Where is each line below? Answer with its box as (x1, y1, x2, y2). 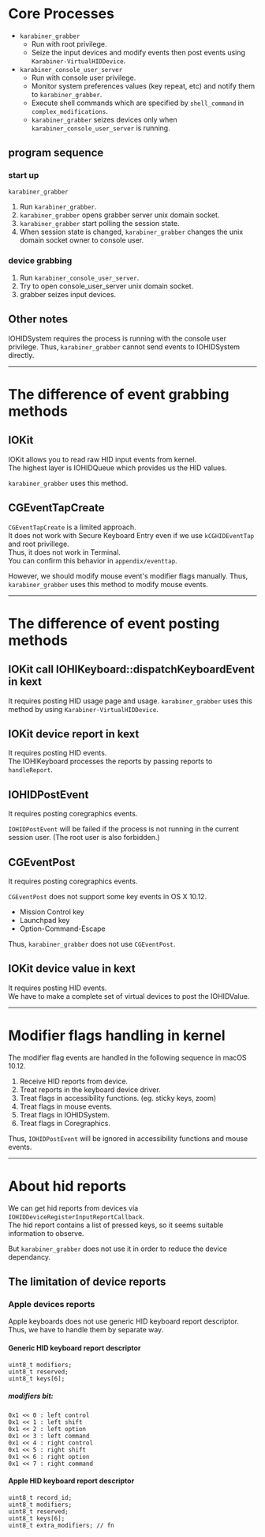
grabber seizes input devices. (19, 289, 117, 299)
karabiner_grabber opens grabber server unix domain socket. (19, 210, 220, 220)
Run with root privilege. (31, 39, 108, 48)
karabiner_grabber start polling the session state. (19, 218, 180, 228)
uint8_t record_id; (8, 1494, 73, 1501)
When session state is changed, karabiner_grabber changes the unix (19, 227, 244, 236)
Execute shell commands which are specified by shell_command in (31, 98, 244, 107)
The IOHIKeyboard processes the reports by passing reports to (8, 756, 213, 767)
